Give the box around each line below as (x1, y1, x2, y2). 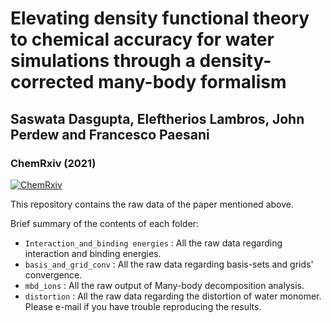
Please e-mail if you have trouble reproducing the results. (24, 300, 262, 312)
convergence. (24, 268, 83, 281)
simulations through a (10, 50, 196, 72)
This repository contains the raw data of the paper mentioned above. (10, 198, 294, 210)
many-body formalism (98, 71, 287, 94)
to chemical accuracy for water (10, 28, 275, 51)
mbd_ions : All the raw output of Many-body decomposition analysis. (24, 279, 305, 291)
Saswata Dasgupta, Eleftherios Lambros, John (10, 110, 305, 127)
